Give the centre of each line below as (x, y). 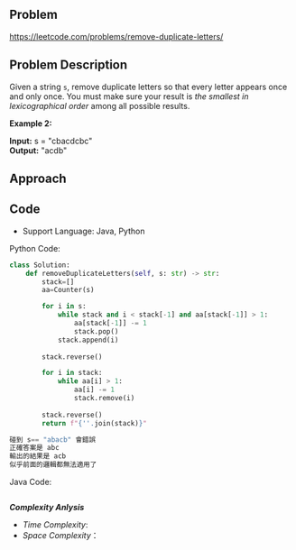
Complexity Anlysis (47, 508)
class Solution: (40, 265)
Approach (38, 179)
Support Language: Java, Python (83, 231)
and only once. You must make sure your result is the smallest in (129, 96)
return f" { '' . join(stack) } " (94, 423)
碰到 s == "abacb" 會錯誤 (53, 440)
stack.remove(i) (104, 399)
